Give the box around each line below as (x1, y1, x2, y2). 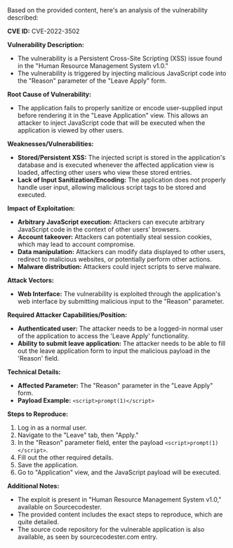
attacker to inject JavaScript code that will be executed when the (17, 119, 206, 127)
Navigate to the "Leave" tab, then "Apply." (17, 431, 139, 439)
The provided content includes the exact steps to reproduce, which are (17, 510, 223, 519)
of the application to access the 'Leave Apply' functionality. (17, 332, 189, 340)
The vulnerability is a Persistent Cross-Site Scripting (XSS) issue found (17, 54, 222, 62)
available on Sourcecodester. (17, 503, 102, 511)
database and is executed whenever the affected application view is (17, 161, 215, 169)
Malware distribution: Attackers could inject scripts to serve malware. (17, 262, 221, 271)
